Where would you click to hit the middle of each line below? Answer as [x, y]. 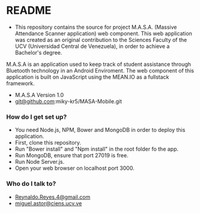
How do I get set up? [37, 116]
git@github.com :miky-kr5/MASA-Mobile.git [68, 101]
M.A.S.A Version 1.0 [39, 95]
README [29, 10]
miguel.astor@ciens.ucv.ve [48, 203]
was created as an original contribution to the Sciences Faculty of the [101, 40]
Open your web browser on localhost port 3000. [74, 168]
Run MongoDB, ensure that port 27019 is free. [71, 155]
